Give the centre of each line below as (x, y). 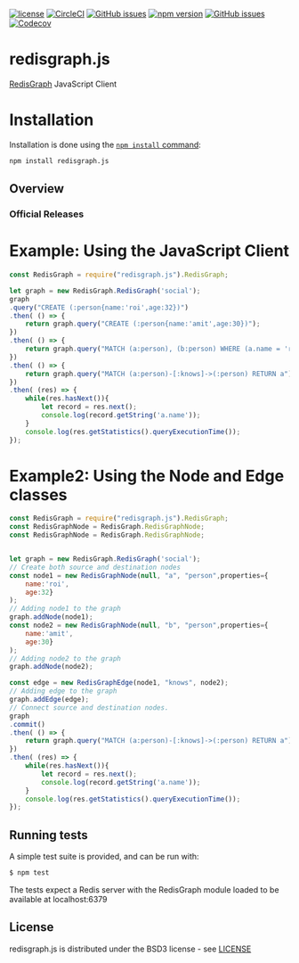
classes (39, 494)
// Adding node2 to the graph (65, 658)
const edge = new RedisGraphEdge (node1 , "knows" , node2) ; (119, 683)
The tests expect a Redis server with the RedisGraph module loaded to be (144, 890)
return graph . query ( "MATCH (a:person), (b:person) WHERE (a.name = (153, 349)
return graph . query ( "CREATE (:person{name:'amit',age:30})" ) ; (143, 324)
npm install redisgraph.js (59, 160)
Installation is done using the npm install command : (105, 144)
